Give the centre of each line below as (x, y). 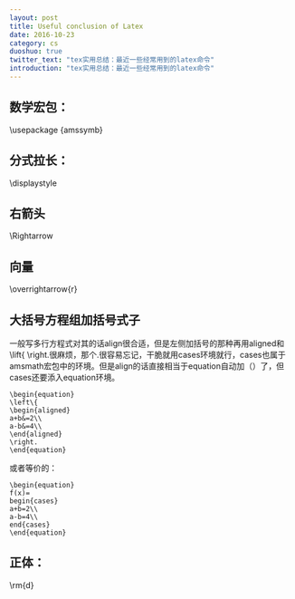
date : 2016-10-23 (42, 34)
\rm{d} (22, 585)
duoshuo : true (36, 52)
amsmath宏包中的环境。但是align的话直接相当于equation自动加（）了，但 (147, 366)
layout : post (34, 18)
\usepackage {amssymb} (57, 130)
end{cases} (30, 525)
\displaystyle (33, 183)
